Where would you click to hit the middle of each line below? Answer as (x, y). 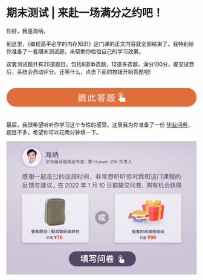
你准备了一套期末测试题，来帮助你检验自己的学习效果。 (75, 51)
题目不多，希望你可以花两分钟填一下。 (54, 132)
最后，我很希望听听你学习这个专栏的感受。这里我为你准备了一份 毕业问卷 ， (100, 125)
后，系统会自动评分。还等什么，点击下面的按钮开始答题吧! (79, 71)
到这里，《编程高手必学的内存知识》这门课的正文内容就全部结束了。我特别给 (100, 44)
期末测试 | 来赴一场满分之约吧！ (85, 13)
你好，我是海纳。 (27, 31)
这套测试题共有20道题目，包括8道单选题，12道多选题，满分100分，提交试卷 (100, 64)
